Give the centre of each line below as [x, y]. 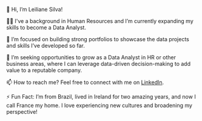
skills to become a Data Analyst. [46, 28]
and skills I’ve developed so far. [45, 46]
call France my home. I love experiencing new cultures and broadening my [99, 105]
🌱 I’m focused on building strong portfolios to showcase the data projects [98, 39]
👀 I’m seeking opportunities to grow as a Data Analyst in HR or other [91, 57]
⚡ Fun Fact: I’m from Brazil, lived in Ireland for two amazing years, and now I [101, 96]
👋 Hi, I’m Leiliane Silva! [35, 9]
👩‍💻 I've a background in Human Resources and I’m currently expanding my [100, 21]
